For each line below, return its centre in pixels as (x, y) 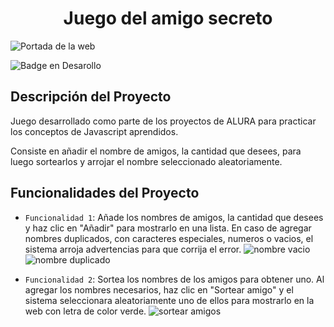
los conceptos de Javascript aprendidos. (94, 131)
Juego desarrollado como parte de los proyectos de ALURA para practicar (163, 121)
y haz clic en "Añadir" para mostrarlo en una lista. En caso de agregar (168, 228)
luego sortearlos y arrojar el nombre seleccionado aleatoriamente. (146, 161)
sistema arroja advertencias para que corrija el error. (133, 249)
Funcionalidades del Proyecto (105, 193)
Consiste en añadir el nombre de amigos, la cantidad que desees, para (156, 151)
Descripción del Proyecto (91, 97)
